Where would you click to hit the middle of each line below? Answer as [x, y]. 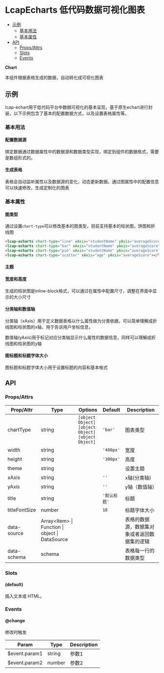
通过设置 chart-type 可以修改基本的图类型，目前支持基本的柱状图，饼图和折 [80, 226]
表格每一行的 [140, 551]
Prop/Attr [22, 409]
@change [15, 621]
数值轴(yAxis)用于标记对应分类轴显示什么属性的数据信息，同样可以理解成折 [81, 337]
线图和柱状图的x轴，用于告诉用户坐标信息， [49, 327]
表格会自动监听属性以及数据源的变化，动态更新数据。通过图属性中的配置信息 [82, 182]
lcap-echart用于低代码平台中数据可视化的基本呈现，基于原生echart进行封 [79, 107]
